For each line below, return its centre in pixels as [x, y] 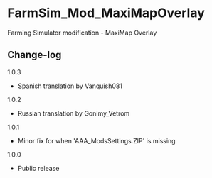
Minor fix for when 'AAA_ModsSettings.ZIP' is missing [96, 140]
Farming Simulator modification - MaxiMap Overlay [82, 33]
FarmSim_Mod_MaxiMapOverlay [106, 13]
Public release [38, 168]
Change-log [35, 55]
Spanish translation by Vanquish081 [70, 86]
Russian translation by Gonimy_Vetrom [74, 113]
